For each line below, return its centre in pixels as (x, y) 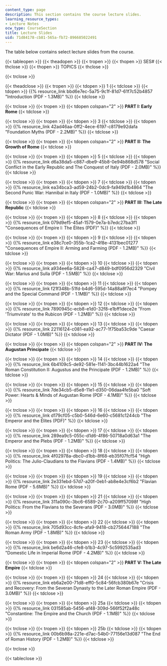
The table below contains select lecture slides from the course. (70, 52)
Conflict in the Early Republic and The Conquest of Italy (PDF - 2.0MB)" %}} (83, 167)
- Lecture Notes (22, 24)
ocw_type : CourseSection (31, 28)
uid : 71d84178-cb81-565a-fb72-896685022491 (51, 38)
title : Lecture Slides (29, 33)
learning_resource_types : (32, 19)
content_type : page (25, 10)
